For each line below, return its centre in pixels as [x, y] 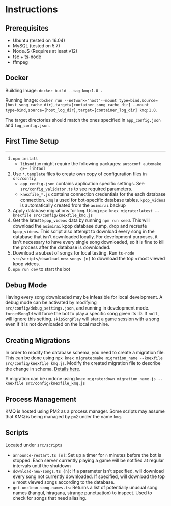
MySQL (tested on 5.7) [36, 46]
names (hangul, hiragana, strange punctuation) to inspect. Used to [82, 493]
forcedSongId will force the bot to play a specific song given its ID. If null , [82, 314]
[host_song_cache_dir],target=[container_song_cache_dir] [68, 105]
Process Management [41, 399]
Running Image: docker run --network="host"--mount [61, 100]
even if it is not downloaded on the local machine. [57, 324]
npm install [25, 159]
